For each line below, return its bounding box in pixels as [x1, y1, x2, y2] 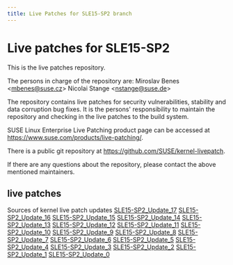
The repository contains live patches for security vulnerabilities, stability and [7, 97, 226, 106]
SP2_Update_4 [7, 243, 49, 251]
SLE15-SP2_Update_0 [48, 250, 110, 259]
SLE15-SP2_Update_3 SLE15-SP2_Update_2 [49, 243, 175, 251]
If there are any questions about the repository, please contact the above [7, 160, 216, 168]
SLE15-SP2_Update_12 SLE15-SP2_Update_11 [51, 220, 179, 230]
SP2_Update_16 [7, 214, 51, 222]
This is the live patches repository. [7, 63, 106, 72]
